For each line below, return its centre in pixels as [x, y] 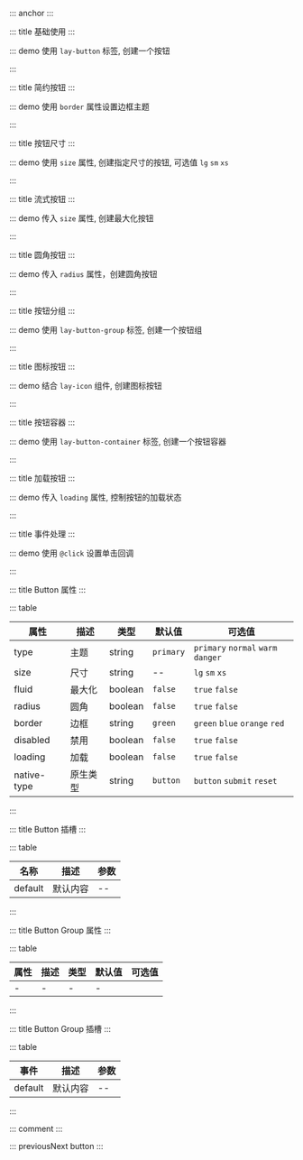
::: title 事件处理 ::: [42, 534]
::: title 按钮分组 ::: [42, 311]
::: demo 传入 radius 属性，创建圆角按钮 [83, 274]
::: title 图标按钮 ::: [42, 366]
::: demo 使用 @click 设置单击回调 [72, 553]
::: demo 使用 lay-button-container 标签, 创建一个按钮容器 [118, 442]
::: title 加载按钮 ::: [42, 478]
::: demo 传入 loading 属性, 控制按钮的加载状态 [96, 497]
